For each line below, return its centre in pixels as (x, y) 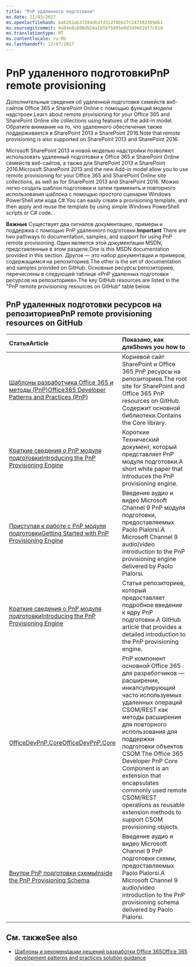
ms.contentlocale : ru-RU (36, 39)
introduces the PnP (148, 476)
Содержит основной (151, 408)
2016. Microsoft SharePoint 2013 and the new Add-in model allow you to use (97, 169)
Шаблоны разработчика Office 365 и (61, 382)
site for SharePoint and (153, 386)
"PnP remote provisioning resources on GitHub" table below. (79, 286)
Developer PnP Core (150, 761)
